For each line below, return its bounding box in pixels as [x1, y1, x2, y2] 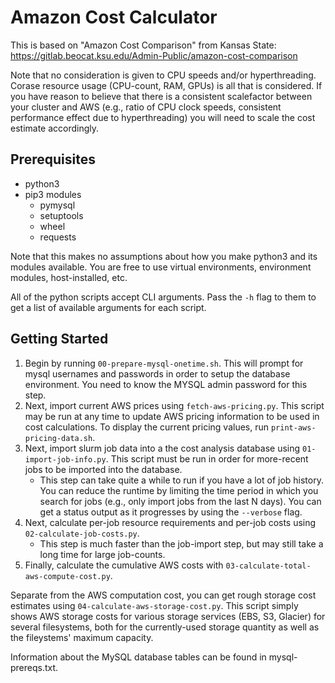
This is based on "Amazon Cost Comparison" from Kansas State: [10, 39, 277, 51]
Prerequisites [10, 151, 96, 168]
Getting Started [10, 331, 109, 348]
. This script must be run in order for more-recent [105, 452, 309, 465]
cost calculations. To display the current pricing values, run [24, 421, 270, 433]
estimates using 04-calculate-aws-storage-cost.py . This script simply [10, 599, 299, 611]
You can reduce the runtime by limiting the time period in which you [39, 484, 319, 496]
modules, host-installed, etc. [10, 271, 128, 283]
